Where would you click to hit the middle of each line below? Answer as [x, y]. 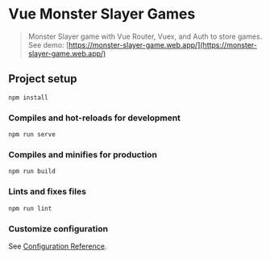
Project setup [43, 79]
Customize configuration [58, 228]
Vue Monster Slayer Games [102, 14]
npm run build [32, 171]
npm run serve [32, 135]
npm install [28, 98]
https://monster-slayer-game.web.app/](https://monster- [163, 44]
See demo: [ [48, 44]
